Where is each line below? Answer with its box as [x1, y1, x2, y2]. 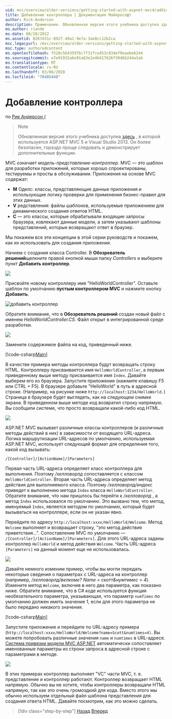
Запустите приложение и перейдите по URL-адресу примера [5, 623, 139, 630]
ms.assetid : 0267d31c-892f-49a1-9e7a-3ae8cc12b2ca [5, 36, 116, 42]
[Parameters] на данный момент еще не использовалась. [5, 546, 131, 552]
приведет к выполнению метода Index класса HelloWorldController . [5, 487, 154, 493]
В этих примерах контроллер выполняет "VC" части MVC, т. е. [5, 671, 142, 677]
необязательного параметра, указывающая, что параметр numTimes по [5, 593, 160, 599]
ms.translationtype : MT [5, 60, 56, 65]
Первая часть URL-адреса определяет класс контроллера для [5, 465, 142, 471]
